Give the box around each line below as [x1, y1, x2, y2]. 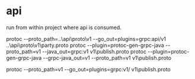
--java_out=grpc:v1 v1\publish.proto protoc [42, 48, 147, 55]
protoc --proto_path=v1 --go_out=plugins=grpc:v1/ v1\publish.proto [6, 65, 171, 72]
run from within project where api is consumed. [6, 24, 122, 31]
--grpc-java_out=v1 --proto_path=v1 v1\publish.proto [43, 54, 172, 61]
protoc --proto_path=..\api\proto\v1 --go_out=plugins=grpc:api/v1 [6, 35, 167, 42]
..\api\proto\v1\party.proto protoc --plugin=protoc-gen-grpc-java [6, 42, 164, 49]
